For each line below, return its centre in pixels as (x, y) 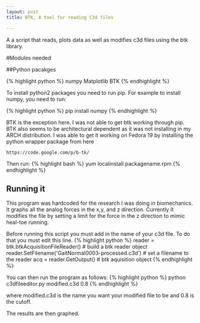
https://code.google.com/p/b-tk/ (48, 152)
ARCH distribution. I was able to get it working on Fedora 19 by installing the (100, 135)
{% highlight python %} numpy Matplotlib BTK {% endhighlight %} (88, 81)
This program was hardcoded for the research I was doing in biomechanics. (100, 203)
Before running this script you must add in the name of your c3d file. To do (98, 234)
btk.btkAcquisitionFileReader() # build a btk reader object (77, 247)
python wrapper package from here (50, 141)
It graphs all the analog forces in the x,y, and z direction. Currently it (90, 210)
